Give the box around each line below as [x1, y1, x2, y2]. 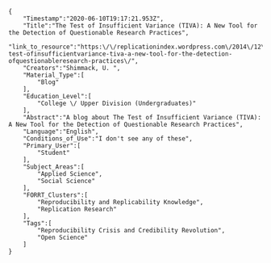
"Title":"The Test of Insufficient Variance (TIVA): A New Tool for [23, 22, 258, 30]
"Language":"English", [23, 127, 99, 136]
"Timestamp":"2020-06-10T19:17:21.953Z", [23, 15, 164, 23]
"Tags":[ [23, 219, 52, 228]
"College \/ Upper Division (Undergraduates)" [37, 99, 197, 107]
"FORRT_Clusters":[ [23, 191, 89, 199]
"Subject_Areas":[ [23, 163, 85, 171]
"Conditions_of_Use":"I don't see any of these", [23, 135, 194, 143]
